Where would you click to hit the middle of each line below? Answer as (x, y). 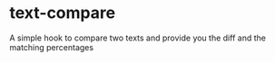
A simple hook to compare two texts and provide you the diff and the (137, 38)
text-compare (63, 13)
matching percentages (51, 47)
